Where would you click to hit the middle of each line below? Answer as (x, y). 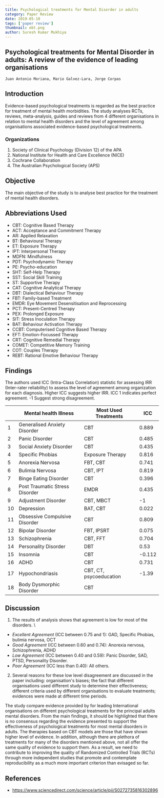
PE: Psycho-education (34, 267)
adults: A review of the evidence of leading (72, 60)
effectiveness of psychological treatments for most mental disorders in (76, 726)
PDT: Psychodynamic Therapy (42, 262)
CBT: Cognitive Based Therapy (43, 225)
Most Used (109, 410)
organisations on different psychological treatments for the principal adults (80, 711)
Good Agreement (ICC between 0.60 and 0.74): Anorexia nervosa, (78, 645)
